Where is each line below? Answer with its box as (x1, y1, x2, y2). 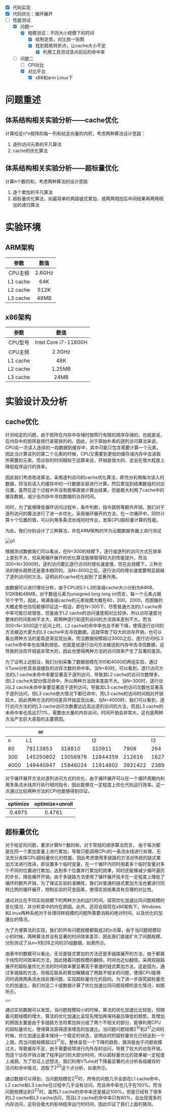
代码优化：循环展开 (12, 11, 53, 17)
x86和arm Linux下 (35, 74, 73, 80)
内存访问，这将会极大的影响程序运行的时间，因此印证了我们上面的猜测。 (5, 1101, 156, 1107)
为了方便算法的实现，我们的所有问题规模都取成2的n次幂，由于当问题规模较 (5, 927, 161, 933)
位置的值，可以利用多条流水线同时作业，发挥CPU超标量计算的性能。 (18, 517, 161, 523)
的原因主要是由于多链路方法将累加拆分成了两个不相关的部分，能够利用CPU (5, 1020, 161, 1026)
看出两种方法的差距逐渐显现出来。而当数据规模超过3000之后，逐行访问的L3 (5, 636, 163, 642)
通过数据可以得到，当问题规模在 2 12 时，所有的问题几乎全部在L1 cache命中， (5, 1075, 163, 1082)
